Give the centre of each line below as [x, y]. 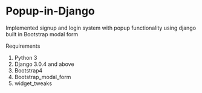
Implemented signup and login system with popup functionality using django [101, 28]
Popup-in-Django [50, 11]
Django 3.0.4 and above [44, 64]
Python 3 [26, 57]
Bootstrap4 [28, 70]
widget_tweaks [33, 83]
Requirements [23, 46]
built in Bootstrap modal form [42, 34]
